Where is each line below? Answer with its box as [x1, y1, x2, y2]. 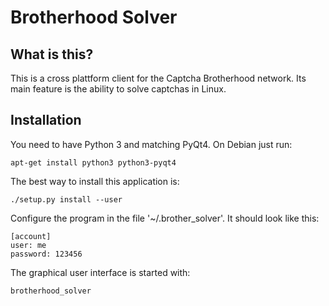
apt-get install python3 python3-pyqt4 [10, 157, 177, 168]
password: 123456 [10, 249, 83, 259]
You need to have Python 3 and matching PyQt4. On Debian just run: [10, 138, 293, 150]
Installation [10, 112, 82, 129]
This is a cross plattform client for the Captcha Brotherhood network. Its [10, 72, 307, 84]
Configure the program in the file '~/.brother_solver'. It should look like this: [10, 212, 320, 224]
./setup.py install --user [10, 194, 123, 205]
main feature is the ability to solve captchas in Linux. [10, 83, 227, 95]
